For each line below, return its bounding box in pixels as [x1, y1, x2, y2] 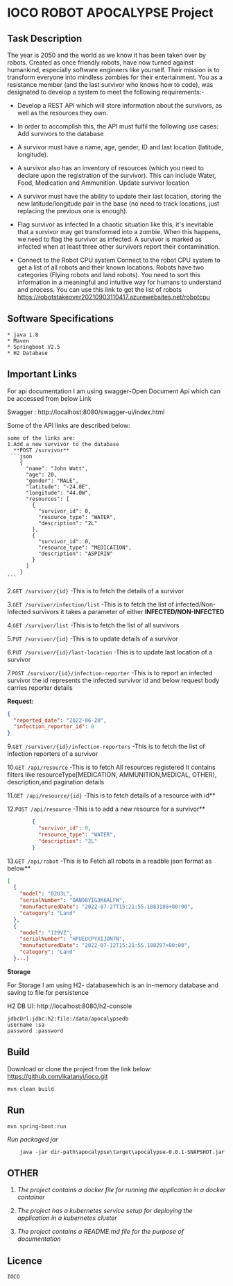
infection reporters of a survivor [7, 750, 98, 758]
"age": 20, [25, 471, 58, 478]
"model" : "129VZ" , [19, 929, 73, 936]
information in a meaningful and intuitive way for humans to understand [17, 278, 222, 286]
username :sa [7, 1021, 45, 1028]
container [17, 1193, 45, 1201]
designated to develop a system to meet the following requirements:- [7, 88, 205, 96]
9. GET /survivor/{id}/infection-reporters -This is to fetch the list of [7, 742, 206, 751]
